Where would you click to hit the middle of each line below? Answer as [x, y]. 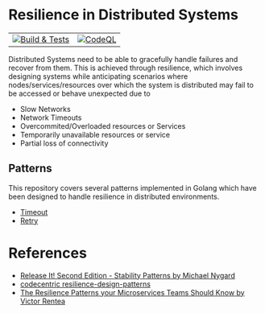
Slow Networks [45, 109]
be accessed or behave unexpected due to [79, 93]
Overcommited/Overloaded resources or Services [103, 126]
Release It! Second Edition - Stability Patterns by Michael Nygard [127, 275]
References [48, 253]
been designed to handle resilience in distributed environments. [114, 196]
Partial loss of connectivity [64, 143]
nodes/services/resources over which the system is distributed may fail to [131, 84]
